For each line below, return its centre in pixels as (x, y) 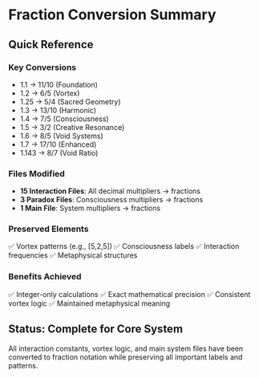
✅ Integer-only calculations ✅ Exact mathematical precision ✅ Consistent (129, 294)
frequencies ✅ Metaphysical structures (73, 255)
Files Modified (37, 173)
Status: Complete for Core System (95, 329)
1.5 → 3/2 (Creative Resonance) (72, 127)
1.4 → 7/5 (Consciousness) (65, 119)
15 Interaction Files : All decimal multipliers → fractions (110, 191)
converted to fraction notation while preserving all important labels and (125, 357)
